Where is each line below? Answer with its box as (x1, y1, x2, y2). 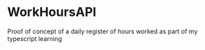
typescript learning (7, 34, 62, 42)
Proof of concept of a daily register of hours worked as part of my (7, 27, 198, 35)
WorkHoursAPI (7, 4, 97, 20)
